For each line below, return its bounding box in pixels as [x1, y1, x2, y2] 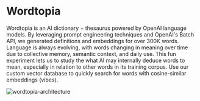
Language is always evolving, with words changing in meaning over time [6, 44, 188, 51]
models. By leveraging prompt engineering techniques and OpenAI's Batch [6, 30, 194, 38]
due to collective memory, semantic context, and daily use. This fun [6, 50, 177, 57]
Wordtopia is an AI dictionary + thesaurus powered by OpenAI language [6, 24, 187, 32]
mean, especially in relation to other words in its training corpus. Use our [6, 63, 189, 71]
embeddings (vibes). [6, 76, 59, 83]
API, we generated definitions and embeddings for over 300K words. [6, 37, 179, 44]
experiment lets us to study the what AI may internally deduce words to [6, 57, 185, 64]
